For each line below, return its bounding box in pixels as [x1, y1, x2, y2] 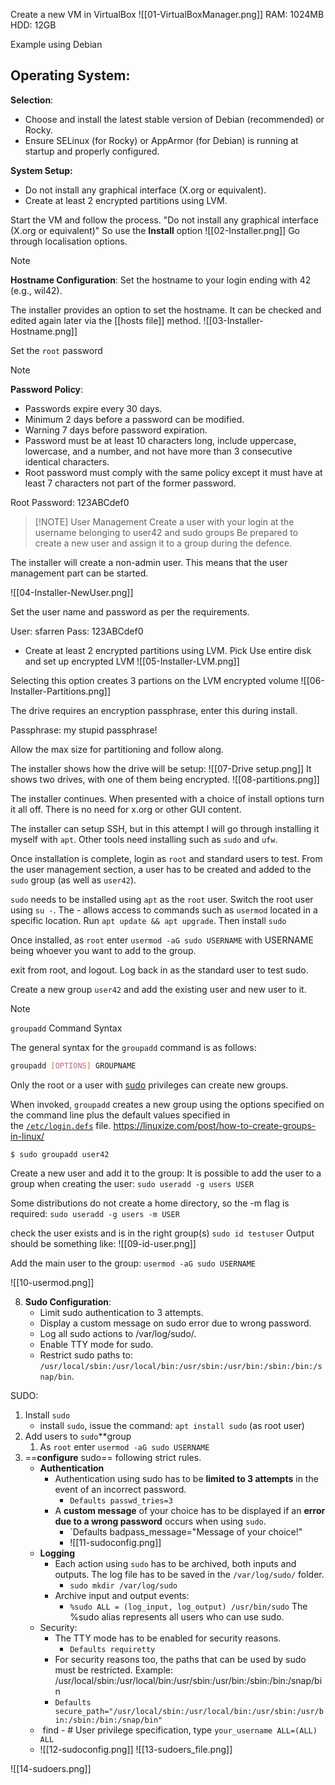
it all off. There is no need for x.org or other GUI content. [10, 803, 242, 815]
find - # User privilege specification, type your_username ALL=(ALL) [42, 1724, 318, 1736]
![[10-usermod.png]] [10, 1276, 95, 1288]
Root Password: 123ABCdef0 [10, 496, 130, 508]
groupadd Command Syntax [10, 1022, 123, 1034]
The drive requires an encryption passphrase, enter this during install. [10, 704, 298, 716]
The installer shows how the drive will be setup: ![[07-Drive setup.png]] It [10, 762, 312, 774]
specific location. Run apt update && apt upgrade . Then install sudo [10, 914, 287, 926]
